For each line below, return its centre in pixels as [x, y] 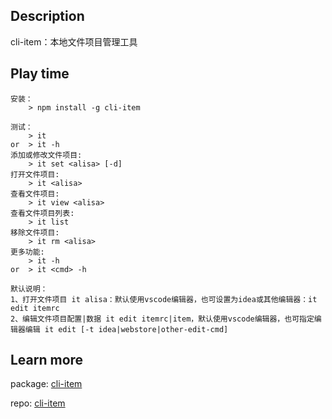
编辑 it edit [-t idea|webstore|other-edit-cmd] [126, 329]
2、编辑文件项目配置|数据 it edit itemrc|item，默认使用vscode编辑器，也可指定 [162, 319]
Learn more [47, 360]
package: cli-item [46, 384]
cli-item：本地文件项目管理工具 [74, 41]
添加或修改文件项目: [46, 155]
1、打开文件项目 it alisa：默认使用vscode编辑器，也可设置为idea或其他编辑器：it [164, 299]
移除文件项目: [35, 232]
